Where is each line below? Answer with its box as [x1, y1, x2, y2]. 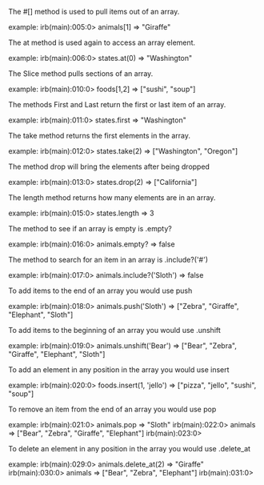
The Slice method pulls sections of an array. [8, 69, 154, 78]
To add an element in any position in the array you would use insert [8, 365, 230, 375]
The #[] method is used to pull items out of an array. [8, 7, 180, 16]
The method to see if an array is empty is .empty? [8, 224, 172, 233]
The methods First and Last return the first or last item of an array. [8, 100, 226, 109]
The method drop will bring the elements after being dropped [8, 162, 210, 171]
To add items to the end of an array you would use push [8, 286, 193, 295]
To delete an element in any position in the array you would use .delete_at [8, 444, 250, 453]
